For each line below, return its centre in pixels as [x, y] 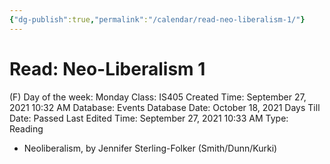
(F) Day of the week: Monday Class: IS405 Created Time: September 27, [158, 97]
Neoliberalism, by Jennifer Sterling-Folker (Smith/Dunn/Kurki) [150, 148]
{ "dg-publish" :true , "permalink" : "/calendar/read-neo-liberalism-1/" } [157, 19]
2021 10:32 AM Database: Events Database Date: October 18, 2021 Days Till [165, 107]
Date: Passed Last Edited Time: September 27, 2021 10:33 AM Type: [149, 118]
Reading [26, 128]
